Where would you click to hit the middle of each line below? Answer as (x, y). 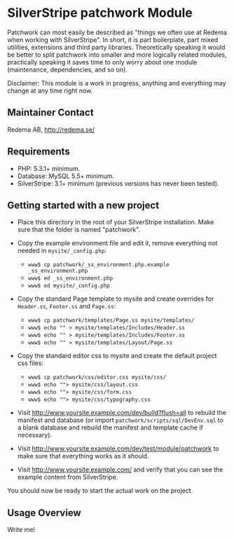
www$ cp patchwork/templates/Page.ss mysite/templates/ (111, 320)
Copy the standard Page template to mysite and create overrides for (116, 299)
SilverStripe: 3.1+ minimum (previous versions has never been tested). (118, 183)
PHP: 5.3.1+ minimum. (49, 168)
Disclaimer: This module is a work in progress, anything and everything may (117, 83)
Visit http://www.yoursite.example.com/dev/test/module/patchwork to (118, 449)
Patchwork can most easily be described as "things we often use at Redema (117, 32)
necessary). (35, 435)
